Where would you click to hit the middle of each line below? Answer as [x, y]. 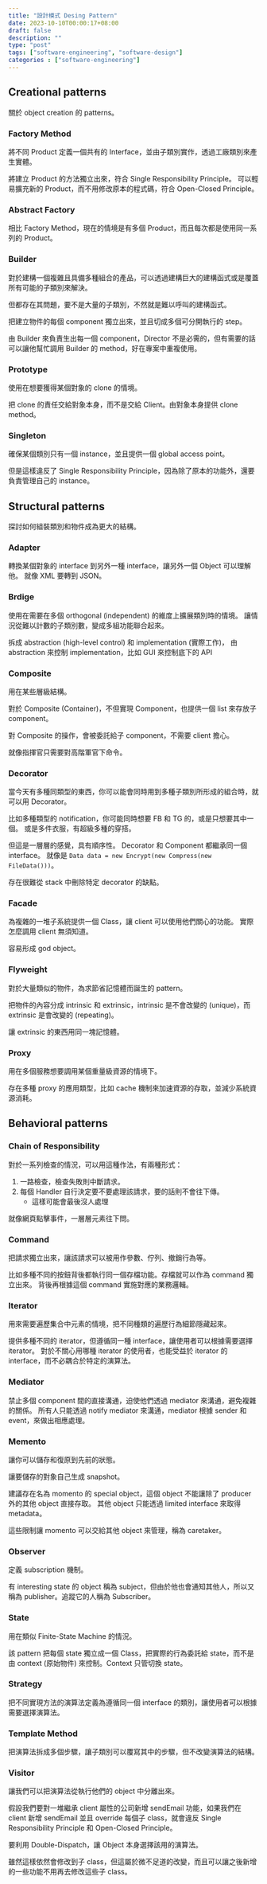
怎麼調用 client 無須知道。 [50, 931]
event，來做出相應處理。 [49, 1420]
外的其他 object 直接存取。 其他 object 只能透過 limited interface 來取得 [125, 1503]
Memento [27, 1441]
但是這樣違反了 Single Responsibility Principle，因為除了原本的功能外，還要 [132, 471]
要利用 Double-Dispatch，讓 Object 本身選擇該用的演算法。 [105, 1845]
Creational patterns [58, 92]
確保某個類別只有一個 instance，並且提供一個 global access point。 [119, 454]
